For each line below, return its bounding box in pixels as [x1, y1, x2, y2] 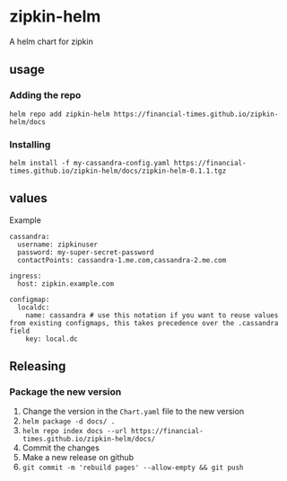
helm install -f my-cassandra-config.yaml [9, 158, 170, 167]
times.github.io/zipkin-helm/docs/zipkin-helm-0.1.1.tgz [9, 166, 227, 175]
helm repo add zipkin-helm [9, 110, 110, 119]
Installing [9, 138, 51, 150]
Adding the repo [9, 89, 82, 102]
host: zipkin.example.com [17, 279, 115, 289]
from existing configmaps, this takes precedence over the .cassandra [9, 318, 279, 327]
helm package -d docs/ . [22, 417, 116, 426]
